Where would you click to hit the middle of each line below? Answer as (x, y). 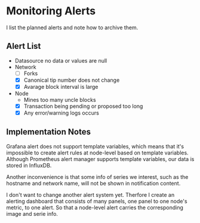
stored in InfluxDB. (29, 165)
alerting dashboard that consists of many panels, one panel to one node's (97, 201)
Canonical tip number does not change (72, 80)
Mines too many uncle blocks (60, 100)
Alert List (24, 46)
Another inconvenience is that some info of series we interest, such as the (97, 176)
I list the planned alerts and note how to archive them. (72, 27)
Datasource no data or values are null (61, 60)
